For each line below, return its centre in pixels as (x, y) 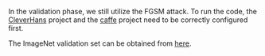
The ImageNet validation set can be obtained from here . (100, 43)
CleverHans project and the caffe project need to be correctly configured (128, 20)
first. (16, 28)
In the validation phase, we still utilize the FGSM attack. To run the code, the (132, 11)
